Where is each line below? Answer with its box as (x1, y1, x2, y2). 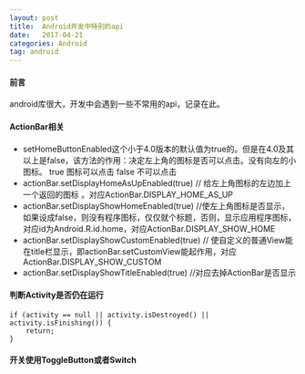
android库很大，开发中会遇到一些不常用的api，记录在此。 (9, 99, 225, 109)
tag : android (9, 47, 59, 57)
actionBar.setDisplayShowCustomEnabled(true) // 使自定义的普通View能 (22, 234, 294, 245)
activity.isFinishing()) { (9, 318, 112, 327)
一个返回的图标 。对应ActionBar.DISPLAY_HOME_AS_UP (22, 189, 234, 200)
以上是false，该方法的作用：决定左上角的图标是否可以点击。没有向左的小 (22, 154, 297, 165)
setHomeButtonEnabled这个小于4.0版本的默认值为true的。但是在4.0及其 (22, 143, 294, 154)
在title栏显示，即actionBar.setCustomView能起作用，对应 (22, 245, 237, 256)
